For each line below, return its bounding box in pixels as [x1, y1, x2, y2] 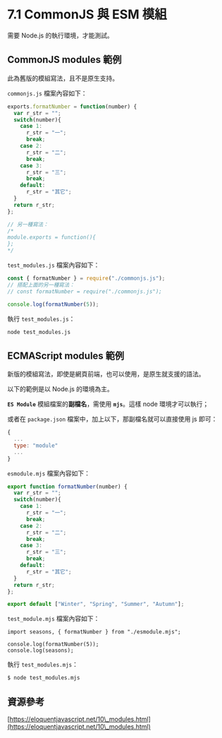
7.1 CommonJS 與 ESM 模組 [7, 6, 167, 23]
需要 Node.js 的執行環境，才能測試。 [7, 31, 114, 40]
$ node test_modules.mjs [7, 674, 80, 682]
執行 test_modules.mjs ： [7, 660, 79, 669]
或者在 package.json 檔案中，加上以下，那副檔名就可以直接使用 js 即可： [7, 415, 218, 424]
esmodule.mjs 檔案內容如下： [7, 469, 90, 477]
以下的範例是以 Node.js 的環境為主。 [7, 385, 114, 393]
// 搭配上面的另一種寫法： [7, 281, 75, 288]
